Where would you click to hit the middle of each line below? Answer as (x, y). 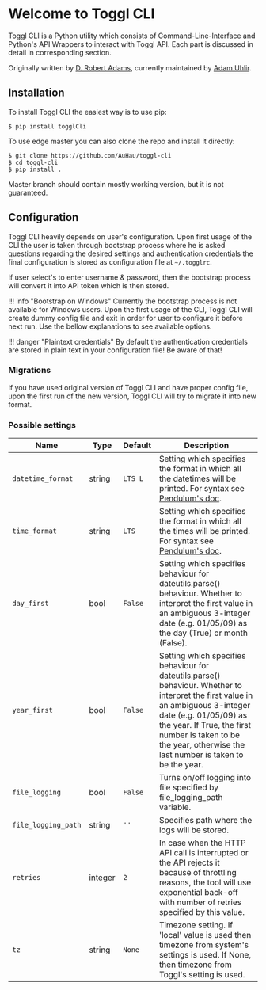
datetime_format (43, 479)
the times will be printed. (205, 531)
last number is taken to (201, 755)
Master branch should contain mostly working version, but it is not (116, 184)
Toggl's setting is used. (202, 975)
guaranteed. (28, 192)
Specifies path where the (205, 821)
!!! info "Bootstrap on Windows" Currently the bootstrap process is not (123, 301)
